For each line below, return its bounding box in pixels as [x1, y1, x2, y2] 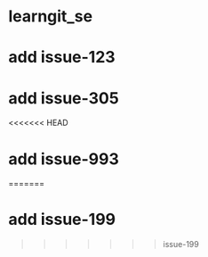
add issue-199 [8, 210, 116, 229]
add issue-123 [8, 47, 116, 68]
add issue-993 [8, 149, 119, 169]
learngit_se [8, 6, 93, 27]
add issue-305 [8, 87, 119, 108]
